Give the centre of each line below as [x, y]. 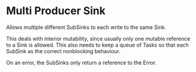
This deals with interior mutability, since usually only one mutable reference [98, 38]
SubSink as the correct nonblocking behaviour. [63, 51]
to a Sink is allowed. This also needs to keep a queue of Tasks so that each [98, 45]
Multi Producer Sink [56, 11]
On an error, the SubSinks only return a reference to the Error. [81, 63]
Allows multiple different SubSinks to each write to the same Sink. [86, 27]
